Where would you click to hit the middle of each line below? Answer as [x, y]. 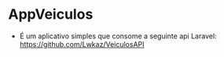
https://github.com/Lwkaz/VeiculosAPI [82, 44]
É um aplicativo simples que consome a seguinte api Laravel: [118, 36]
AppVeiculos [51, 14]
